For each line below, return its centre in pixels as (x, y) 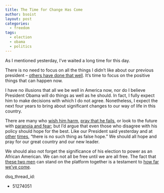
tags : (11, 33)
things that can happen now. (34, 80)
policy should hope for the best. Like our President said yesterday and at (79, 131)
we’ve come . (18, 167)
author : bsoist (21, 14)
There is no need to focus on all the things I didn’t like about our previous (80, 70)
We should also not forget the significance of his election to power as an (79, 151)
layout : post (19, 19)
